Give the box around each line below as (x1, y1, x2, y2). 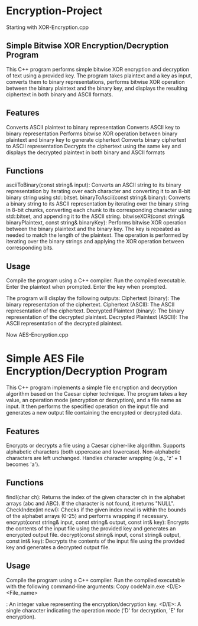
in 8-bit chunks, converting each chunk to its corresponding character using (6, 207, 192, 214)
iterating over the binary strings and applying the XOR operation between (6, 238, 184, 245)
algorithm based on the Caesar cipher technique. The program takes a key (6, 390, 187, 397)
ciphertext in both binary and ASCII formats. (6, 90, 113, 98)
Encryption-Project (6, 4, 102, 18)
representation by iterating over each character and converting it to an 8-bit (6, 188, 190, 195)
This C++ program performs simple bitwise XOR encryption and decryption (6, 66, 189, 73)
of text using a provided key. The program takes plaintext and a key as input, (6, 72, 193, 79)
